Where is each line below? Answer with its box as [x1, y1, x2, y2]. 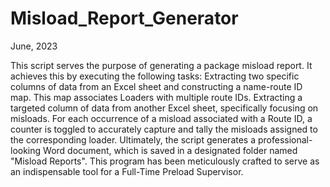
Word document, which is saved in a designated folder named [43, 144, 298, 156]
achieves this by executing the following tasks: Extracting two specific [10, 70, 300, 82]
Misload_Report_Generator [10, 7, 239, 30]
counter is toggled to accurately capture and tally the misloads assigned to [10, 123, 318, 135]
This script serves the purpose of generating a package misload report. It [10, 59, 313, 71]
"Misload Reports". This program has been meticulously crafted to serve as [10, 155, 320, 167]
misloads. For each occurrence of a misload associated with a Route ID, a [10, 112, 313, 124]
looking [10, 144, 42, 156]
